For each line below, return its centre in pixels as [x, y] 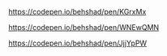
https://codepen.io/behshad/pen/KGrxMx [77, 12]
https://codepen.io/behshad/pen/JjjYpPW [78, 43]
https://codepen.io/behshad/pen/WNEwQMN [84, 27]
